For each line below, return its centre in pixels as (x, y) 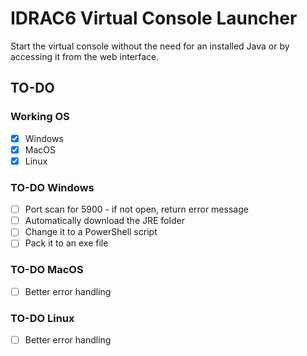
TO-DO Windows (52, 187)
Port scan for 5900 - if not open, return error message (136, 209)
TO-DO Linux (42, 318)
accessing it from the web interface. (85, 56)
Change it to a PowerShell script (91, 232)
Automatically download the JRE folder (104, 221)
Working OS (40, 117)
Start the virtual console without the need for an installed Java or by (150, 46)
